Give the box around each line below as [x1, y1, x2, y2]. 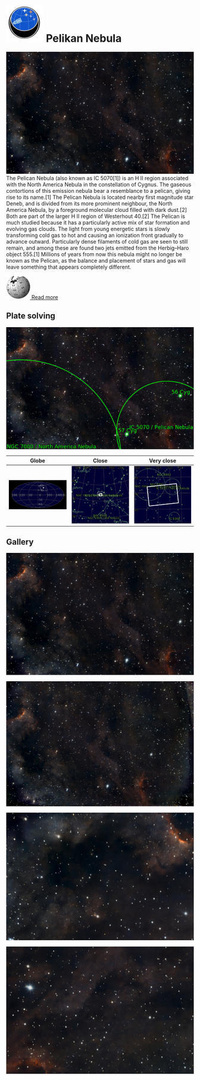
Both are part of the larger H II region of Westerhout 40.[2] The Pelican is [6, 213, 186, 220]
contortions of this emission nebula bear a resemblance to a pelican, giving [6, 187, 190, 194]
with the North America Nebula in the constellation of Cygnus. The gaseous [6, 181, 192, 188]
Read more [31, 293, 58, 300]
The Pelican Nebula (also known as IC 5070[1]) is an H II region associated [6, 174, 189, 181]
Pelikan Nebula [45, 32, 122, 45]
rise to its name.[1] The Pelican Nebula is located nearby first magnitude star [6, 193, 194, 201]
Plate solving [6, 311, 55, 321]
